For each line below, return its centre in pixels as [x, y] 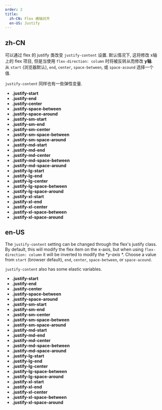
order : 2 [14, 9]
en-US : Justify [25, 23]
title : [12, 14]
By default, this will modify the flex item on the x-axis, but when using [74, 249]
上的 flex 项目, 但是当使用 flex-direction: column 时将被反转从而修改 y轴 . [79, 61]
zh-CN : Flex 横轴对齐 [29, 18]
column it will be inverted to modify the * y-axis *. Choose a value [92, 254]
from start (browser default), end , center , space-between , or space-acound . [79, 259]
